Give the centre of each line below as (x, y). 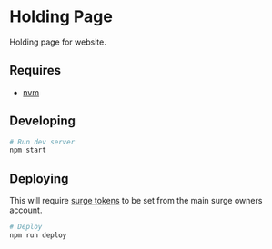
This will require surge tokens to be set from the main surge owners (136, 201)
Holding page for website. (58, 42)
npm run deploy (38, 235)
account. (26, 210)
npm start (28, 150)
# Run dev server (42, 142)
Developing (42, 121)
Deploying (39, 179)
